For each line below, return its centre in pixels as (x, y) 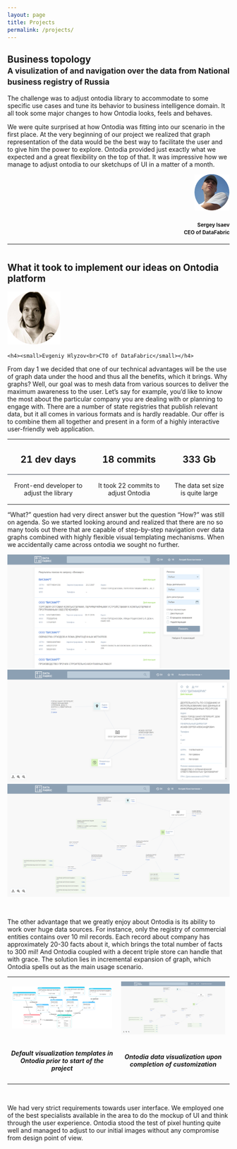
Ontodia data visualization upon (173, 1057)
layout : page (26, 15)
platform (26, 278)
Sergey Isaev (213, 225)
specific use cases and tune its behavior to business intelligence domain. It (116, 106)
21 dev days (48, 459)
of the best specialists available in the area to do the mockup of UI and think (118, 1115)
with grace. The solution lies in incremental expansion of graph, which (109, 959)
